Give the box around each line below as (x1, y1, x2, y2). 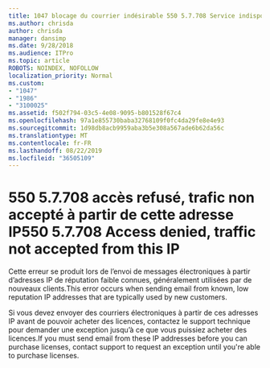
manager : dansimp (8, 34, 67, 43)
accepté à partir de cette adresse (8, 206, 235, 224)
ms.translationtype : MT (8, 131, 88, 139)
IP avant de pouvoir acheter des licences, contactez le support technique (8, 316, 251, 326)
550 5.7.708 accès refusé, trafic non (8, 188, 256, 207)
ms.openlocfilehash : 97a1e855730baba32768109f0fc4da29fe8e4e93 (8, 117, 225, 125)
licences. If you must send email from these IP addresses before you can (8, 333, 247, 343)
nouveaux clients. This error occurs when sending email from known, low (8, 283, 249, 294)
